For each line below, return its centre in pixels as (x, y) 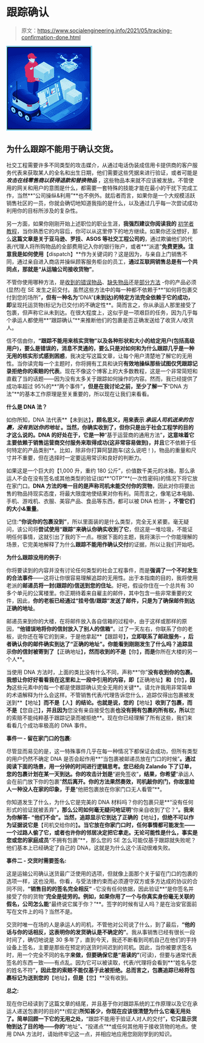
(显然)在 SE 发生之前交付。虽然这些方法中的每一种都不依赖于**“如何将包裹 (99, 289)
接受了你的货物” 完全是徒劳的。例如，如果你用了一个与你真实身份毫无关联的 (101, 896)
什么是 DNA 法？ (27, 407)
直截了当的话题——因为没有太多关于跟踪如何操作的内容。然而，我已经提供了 (102, 378)
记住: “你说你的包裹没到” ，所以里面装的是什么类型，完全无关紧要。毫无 (95, 521)
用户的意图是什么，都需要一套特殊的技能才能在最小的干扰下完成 (112, 188)
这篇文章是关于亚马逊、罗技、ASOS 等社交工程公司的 (78, 238)
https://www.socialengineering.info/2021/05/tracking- (105, 30)
